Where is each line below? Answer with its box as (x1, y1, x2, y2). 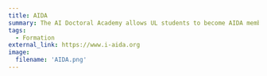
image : (8, 48, 30, 56)
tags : (8, 26, 26, 34)
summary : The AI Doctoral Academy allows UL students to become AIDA (8, 19, 244, 27)
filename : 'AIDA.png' (15, 56, 87, 64)
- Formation (15, 33, 56, 42)
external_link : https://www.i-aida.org (8, 41, 141, 49)
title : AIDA (8, 11, 48, 20)
